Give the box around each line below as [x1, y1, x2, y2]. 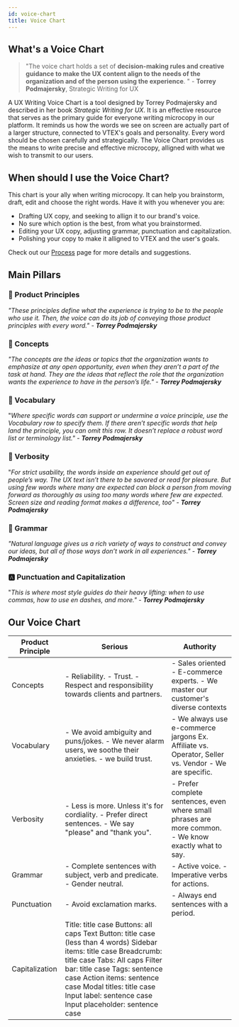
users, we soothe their [65, 745, 139, 755]
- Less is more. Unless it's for [65, 801, 164, 811]
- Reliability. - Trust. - [65, 672, 140, 682]
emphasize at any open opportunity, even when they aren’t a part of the [8, 362, 220, 371]
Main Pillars [8, 269, 61, 281]
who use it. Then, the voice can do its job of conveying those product [8, 313, 211, 322]
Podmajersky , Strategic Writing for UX [25, 84, 139, 93]
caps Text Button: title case [65, 928, 155, 938]
